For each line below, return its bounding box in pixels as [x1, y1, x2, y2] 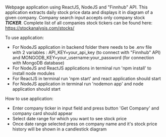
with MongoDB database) [12, 60, 64, 66]
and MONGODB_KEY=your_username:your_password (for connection [12, 55, 155, 61]
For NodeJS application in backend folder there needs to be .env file [12, 44, 152, 50]
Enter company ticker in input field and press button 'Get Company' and [12, 105, 160, 111]
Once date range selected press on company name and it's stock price [12, 121, 158, 127]
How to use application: [5, 96, 54, 102]
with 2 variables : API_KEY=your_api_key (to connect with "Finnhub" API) [12, 49, 161, 55]
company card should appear [12, 110, 73, 116]
